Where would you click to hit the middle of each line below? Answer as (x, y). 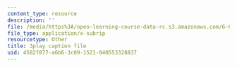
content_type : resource (42, 14)
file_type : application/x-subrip (56, 33)
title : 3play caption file (47, 46)
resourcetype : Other (38, 40)
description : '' (31, 20)
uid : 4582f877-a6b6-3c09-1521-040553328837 (72, 53)
